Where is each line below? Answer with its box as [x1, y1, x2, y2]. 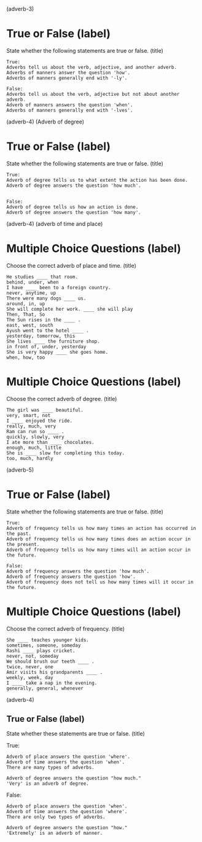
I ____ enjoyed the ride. [6, 418, 72, 424]
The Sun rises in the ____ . [6, 316, 81, 323]
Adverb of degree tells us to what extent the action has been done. [6, 177, 188, 183]
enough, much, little [6, 445, 62, 451]
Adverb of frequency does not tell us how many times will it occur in [6, 579, 193, 585]
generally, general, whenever [6, 685, 84, 692]
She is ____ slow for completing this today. [6, 450, 125, 456]
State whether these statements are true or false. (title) [6, 730, 146, 738]
